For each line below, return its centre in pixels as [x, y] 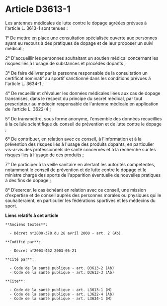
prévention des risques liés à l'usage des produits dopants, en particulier [80, 144]
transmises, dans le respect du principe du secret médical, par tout [74, 99]
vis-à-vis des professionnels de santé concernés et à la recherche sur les [81, 149]
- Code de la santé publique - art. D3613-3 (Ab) [62, 272]
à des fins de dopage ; [28, 180]
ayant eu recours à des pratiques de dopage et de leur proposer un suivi [79, 43]
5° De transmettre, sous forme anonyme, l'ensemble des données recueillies [83, 118]
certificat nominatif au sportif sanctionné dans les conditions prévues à [78, 78]
